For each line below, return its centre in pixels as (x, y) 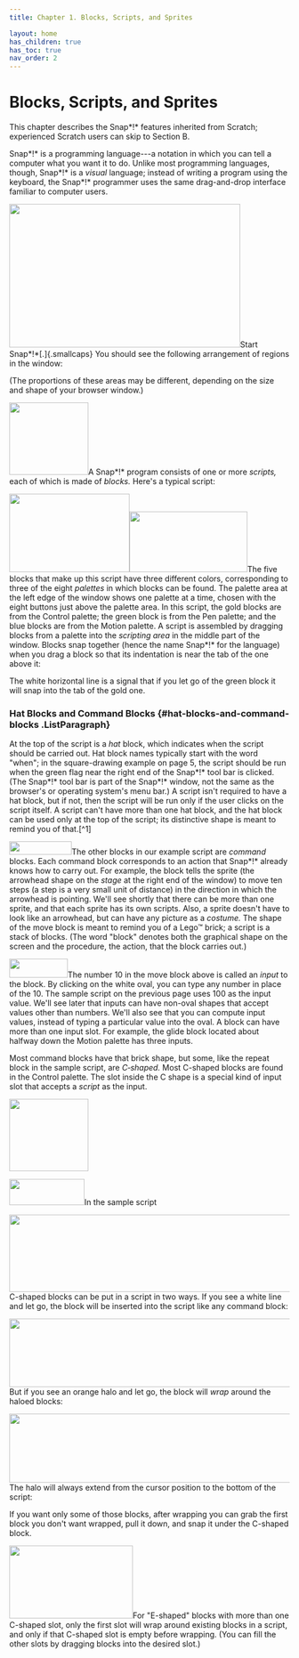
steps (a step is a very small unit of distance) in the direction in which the (143, 890)
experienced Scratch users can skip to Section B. (100, 137)
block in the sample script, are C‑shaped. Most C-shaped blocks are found (146, 1068)
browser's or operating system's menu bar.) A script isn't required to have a (148, 791)
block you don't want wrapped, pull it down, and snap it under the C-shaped (149, 1524)
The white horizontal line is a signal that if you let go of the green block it (142, 681)
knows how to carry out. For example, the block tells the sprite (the (132, 871)
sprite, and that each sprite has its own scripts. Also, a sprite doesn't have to (149, 909)
